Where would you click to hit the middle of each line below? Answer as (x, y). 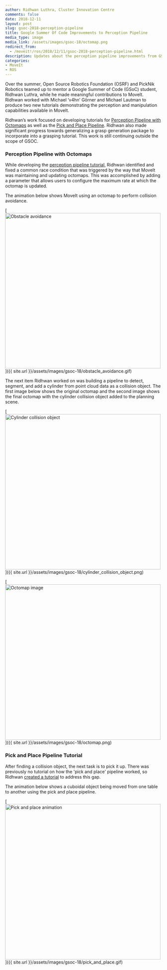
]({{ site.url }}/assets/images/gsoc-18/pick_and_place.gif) (64, 962)
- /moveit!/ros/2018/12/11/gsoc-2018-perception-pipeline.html (76, 51)
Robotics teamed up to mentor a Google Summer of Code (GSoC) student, (81, 89)
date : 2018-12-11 (23, 19)
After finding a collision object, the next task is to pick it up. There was (77, 766)
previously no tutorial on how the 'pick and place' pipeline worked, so (76, 772)
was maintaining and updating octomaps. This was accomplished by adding (83, 176)
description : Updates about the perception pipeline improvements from (81, 56)
